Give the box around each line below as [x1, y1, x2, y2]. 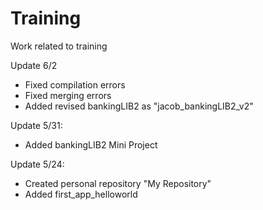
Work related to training [10, 40, 108, 52]
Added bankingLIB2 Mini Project [24, 138, 158, 151]
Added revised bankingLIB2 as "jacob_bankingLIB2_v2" [24, 100, 254, 112]
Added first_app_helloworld [24, 188, 138, 200]
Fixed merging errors [24, 89, 112, 101]
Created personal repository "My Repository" [24, 177, 212, 189]
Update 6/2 [10, 59, 58, 71]
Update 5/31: [10, 119, 63, 131]
